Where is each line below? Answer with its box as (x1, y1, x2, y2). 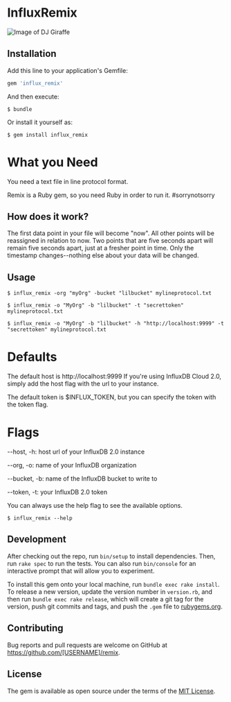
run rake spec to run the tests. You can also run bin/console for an (7, 559, 196, 567)
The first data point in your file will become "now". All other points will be (7, 229, 214, 237)
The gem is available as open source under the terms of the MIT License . (7, 687, 216, 695)
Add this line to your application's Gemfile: (7, 66, 128, 74)
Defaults (7, 349, 57, 365)
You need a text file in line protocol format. (7, 177, 129, 185)
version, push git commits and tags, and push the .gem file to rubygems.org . (7, 602, 223, 610)
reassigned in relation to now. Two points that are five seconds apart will (7, 237, 213, 245)
